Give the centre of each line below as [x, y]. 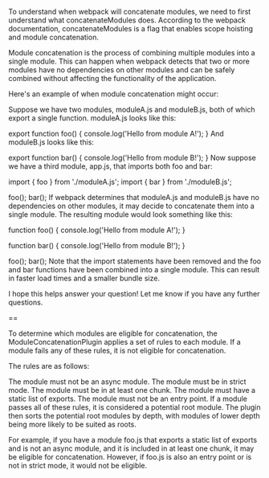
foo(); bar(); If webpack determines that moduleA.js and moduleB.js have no [134, 197]
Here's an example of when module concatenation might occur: [114, 94]
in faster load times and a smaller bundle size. [84, 278]
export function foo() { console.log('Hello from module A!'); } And [116, 133]
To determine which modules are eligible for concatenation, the [113, 333]
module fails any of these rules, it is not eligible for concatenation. [117, 350]
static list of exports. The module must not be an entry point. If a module [128, 398]
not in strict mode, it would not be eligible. [78, 466]
